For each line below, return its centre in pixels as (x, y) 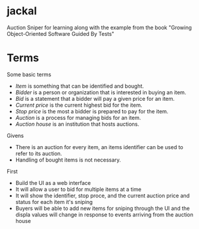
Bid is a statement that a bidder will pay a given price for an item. (95, 98)
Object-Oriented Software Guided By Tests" (61, 33)
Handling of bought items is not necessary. (68, 160)
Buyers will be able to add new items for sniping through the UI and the (102, 208)
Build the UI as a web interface (53, 182)
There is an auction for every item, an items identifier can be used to (99, 147)
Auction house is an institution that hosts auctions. (77, 124)
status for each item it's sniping (54, 202)
